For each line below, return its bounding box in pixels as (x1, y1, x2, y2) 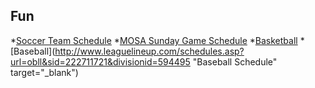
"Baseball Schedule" (192, 55, 278, 68)
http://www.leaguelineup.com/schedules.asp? (54, 45, 245, 57)
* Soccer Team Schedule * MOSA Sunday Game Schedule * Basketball (10, 34, 298, 46)
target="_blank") (10, 66, 79, 78)
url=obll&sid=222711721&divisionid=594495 (10, 55, 191, 68)
